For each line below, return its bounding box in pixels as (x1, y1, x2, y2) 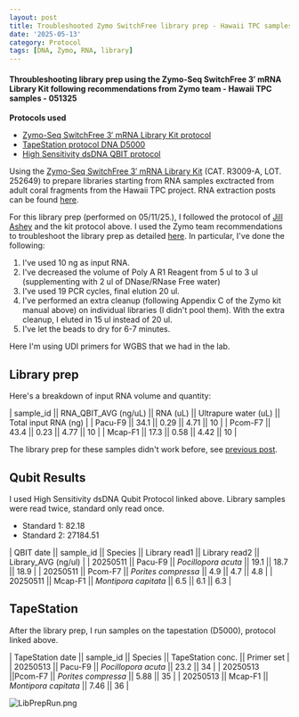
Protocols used (9, 112, 67, 123)
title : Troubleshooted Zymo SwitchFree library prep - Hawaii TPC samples (9, 21, 293, 30)
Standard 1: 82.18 (21, 520, 85, 531)
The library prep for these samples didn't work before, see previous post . (9, 444, 279, 455)
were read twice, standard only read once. (9, 503, 165, 514)
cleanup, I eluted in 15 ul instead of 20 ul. (21, 314, 173, 326)
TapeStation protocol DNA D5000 (21, 139, 146, 150)
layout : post (9, 12, 58, 22)
